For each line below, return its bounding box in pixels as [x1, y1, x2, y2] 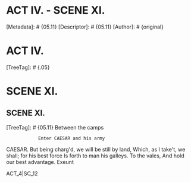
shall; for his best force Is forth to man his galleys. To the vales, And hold [6, 152, 184, 159]
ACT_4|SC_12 [6, 170, 38, 177]
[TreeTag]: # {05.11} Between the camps [6, 124, 104, 131]
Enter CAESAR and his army [37, 135, 105, 141]
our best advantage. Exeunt [6, 158, 74, 165]
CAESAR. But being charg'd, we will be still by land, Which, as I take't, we [6, 146, 186, 153]
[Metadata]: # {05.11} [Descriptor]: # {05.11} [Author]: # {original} [6, 23, 164, 30]
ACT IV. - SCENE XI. [6, 4, 105, 17]
